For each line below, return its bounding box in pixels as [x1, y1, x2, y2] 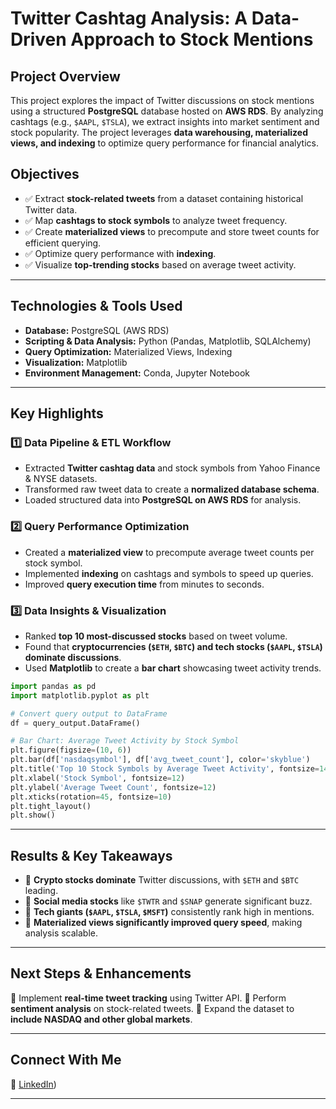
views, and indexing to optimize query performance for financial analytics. [10, 137, 319, 149]
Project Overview [10, 68, 121, 85]
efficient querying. [24, 237, 102, 249]
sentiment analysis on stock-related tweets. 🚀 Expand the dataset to [10, 1002, 295, 1014]
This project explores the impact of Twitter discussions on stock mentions [10, 95, 315, 106]
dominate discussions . [24, 651, 122, 663]
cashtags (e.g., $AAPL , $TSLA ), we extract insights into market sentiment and [10, 116, 320, 127]
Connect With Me [10, 1052, 122, 1069]
